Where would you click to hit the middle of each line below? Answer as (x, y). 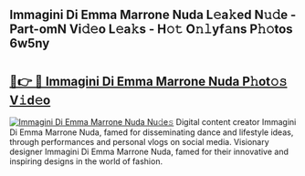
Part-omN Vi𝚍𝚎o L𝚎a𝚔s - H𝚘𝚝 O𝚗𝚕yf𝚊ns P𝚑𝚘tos (152, 30)
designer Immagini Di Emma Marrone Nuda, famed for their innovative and (149, 151)
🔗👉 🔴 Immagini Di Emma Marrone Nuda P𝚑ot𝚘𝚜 (148, 81)
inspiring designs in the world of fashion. (86, 161)
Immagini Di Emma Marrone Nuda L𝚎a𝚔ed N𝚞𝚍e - (153, 15)
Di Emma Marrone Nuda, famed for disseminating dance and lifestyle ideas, (152, 132)
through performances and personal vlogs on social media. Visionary (139, 142)
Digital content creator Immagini (236, 122)
